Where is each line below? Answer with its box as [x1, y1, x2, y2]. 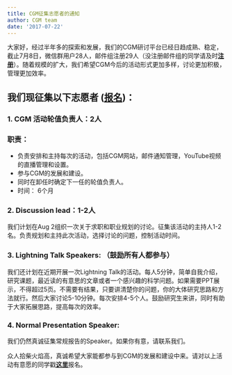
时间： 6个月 [17, 186, 54, 195]
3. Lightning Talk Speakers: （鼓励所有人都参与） [7, 250, 174, 260]
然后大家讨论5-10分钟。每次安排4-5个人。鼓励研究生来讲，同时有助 [31, 294, 226, 302]
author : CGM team [7, 17, 58, 24]
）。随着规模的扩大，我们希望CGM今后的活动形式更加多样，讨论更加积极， [13, 61, 226, 69]
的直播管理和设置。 [17, 160, 73, 168]
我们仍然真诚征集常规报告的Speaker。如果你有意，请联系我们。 [7, 337, 190, 345]
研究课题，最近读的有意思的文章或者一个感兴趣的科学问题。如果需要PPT [7, 276, 214, 285]
